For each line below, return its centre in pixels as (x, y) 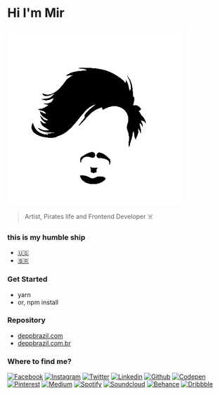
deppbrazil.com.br (44, 343)
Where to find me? (39, 361)
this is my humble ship (46, 237)
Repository (26, 320)
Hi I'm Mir (36, 13)
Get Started (27, 280)
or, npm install (38, 302)
